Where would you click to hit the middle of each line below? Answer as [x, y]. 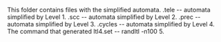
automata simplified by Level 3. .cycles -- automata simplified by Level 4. [111, 24]
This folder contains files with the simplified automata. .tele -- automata [109, 10]
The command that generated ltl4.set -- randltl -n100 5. [86, 31]
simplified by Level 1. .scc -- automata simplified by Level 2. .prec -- [104, 17]
